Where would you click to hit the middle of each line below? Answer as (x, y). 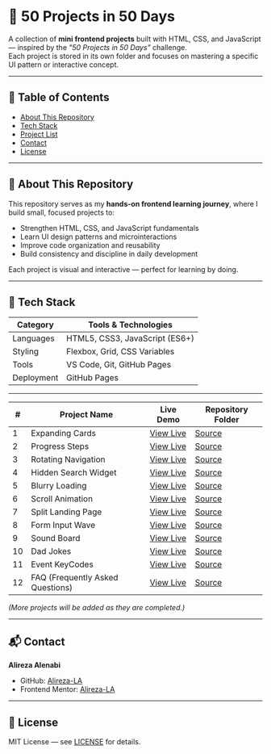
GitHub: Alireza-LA (51, 681)
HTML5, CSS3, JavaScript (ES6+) (130, 338)
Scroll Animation (62, 499)
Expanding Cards (64, 434)
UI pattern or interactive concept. (64, 65)
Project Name (86, 415)
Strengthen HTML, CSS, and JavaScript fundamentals (109, 228)
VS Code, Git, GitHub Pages (119, 365)
